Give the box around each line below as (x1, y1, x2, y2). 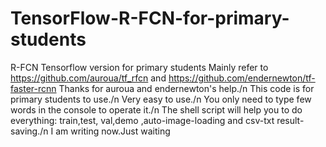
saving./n (10, 125, 49, 137)
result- (276, 114, 305, 126)
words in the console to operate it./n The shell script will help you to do (10, 103, 303, 116)
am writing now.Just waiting (55, 125, 171, 137)
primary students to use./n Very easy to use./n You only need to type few (10, 93, 312, 105)
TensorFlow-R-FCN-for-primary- (10, 7, 290, 30)
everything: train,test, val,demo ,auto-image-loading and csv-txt (10, 114, 275, 126)
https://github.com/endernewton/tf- (168, 72, 316, 84)
